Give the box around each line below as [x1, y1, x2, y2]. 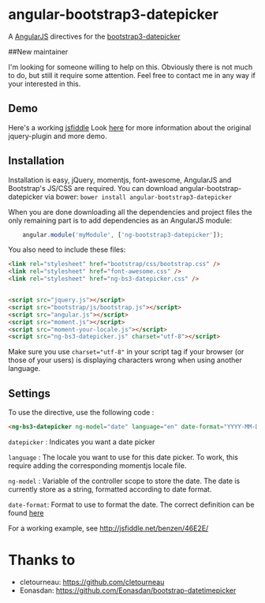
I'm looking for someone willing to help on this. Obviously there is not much [8, 62, 253, 72]
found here [8, 508, 44, 518]
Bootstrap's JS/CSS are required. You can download [8, 183, 178, 193]
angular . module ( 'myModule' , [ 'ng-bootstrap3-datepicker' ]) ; [22, 230, 224, 238]
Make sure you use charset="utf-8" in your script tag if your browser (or [8, 347, 244, 357]
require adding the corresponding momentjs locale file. [8, 461, 187, 470]
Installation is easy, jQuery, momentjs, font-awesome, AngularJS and [8, 175, 232, 185]
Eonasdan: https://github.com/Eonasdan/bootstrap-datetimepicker [19, 586, 237, 595]
